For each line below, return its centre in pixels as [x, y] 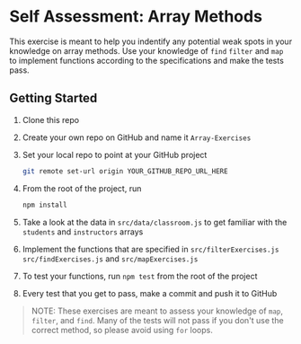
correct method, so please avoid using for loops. [122, 330]
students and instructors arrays [83, 232]
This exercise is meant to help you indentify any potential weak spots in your [151, 41]
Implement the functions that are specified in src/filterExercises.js [150, 249]
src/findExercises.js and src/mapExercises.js [110, 259]
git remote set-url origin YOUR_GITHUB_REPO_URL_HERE [125, 171]
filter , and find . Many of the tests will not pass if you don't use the [158, 320]
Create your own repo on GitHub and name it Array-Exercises [137, 137]
